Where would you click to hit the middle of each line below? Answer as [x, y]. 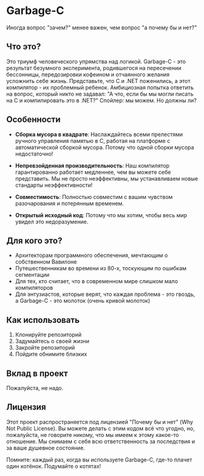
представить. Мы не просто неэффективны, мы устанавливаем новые [107, 178]
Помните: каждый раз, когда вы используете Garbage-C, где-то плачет [99, 460]
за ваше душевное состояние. [46, 448]
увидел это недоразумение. [51, 222]
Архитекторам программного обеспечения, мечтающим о [91, 255]
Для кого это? [34, 241]
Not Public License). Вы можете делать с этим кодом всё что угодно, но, [100, 428]
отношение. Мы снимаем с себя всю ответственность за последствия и [101, 441]
